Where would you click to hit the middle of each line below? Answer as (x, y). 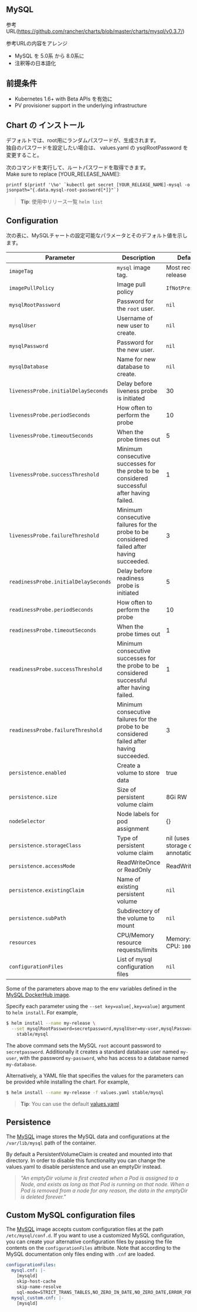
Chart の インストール (45, 125)
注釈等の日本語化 (35, 63)
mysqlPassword (29, 346)
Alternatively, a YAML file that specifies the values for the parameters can (95, 1075)
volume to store (138, 773)
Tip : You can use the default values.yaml (69, 1103)
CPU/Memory (135, 935)
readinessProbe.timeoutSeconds (53, 630)
